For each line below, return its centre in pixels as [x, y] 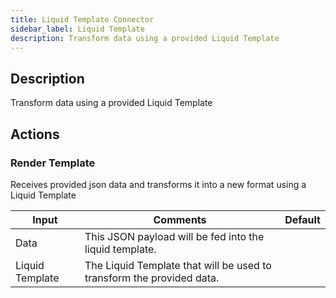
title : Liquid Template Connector [82, 19]
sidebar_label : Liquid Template [77, 29]
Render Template [53, 163]
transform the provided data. [152, 278]
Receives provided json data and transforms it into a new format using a [158, 184]
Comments [180, 219]
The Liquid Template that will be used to [178, 265]
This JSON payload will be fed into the [174, 236]
